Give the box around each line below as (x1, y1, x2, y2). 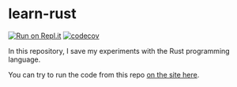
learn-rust (8, 5, 77, 23)
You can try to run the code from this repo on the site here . (8, 70, 200, 79)
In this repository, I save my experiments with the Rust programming (8, 46, 231, 55)
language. (8, 55, 41, 64)
